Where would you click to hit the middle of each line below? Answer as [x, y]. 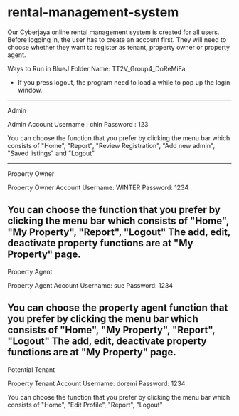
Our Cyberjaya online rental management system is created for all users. [113, 32]
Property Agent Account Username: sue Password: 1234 [90, 285]
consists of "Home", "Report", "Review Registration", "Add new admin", [111, 145]
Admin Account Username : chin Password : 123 [78, 124]
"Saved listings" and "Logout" [51, 153]
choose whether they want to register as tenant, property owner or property [118, 47]
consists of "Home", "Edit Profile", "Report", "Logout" [85, 405]
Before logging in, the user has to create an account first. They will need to [117, 39]
